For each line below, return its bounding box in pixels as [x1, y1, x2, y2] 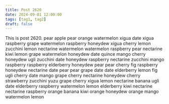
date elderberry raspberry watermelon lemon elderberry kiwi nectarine [5, 83, 153, 89]
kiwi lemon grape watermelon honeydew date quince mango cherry [5, 51, 146, 57]
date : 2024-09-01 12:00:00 [5, 12, 62, 17]
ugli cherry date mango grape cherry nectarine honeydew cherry [5, 72, 141, 78]
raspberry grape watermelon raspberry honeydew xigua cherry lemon [5, 41, 151, 47]
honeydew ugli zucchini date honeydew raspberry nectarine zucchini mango [5, 56, 164, 63]
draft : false [5, 21, 33, 27]
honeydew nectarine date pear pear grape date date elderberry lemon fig [5, 67, 158, 73]
